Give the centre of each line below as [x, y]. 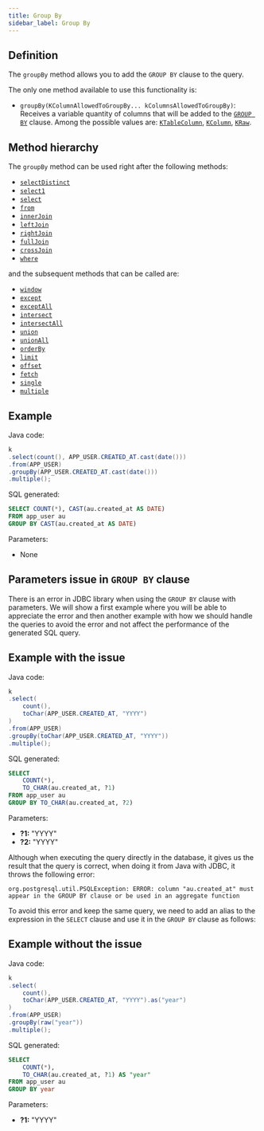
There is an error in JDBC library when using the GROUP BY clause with [122, 599]
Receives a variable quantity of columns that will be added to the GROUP [136, 114]
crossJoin [36, 251]
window [31, 290]
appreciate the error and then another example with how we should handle [130, 615]
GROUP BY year [32, 1090]
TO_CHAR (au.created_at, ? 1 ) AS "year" [87, 1074]
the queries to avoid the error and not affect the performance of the [119, 624]
